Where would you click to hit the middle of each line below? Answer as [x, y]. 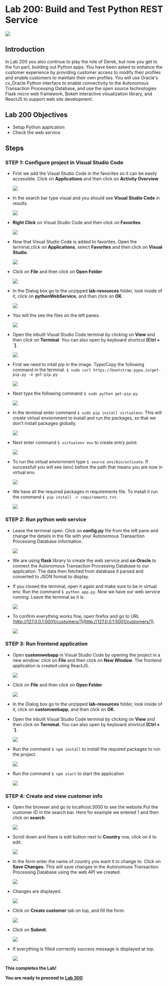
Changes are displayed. [37, 891]
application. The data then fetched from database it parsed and [78, 571]
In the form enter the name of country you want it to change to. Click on [87, 862]
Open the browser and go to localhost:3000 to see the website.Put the [85, 807]
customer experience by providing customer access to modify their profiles [83, 72]
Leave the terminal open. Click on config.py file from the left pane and [85, 530]
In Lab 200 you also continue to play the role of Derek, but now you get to [81, 61]
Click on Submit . [30, 930]
